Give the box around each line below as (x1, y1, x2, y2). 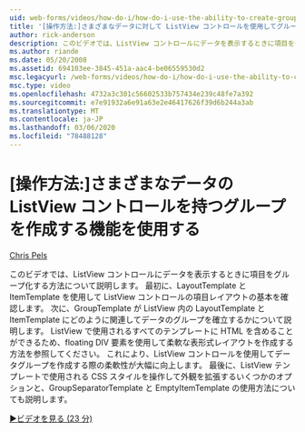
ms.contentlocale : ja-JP (9, 115, 103, 124)
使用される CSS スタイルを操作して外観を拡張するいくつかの (48, 370, 277, 382)
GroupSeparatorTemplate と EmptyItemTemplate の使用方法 (48, 382, 272, 393)
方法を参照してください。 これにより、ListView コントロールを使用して (9, 347, 275, 359)
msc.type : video (9, 81, 71, 90)
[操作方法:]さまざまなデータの (9, 174, 234, 195)
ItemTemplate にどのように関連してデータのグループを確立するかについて (9, 314, 284, 325)
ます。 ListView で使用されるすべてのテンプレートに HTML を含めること (25, 325, 293, 337)
